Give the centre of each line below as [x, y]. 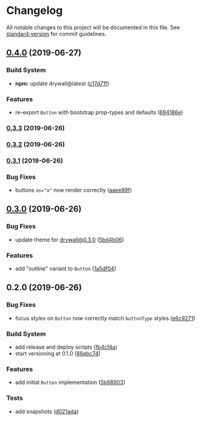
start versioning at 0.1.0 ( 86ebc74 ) [58, 353]
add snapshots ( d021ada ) [47, 411]
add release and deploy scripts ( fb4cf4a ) [66, 347]
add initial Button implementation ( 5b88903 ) [70, 382]
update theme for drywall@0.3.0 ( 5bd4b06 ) [69, 240]
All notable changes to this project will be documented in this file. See [93, 27]
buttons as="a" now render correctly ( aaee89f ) [73, 190]
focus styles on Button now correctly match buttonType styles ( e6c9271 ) [105, 318]
